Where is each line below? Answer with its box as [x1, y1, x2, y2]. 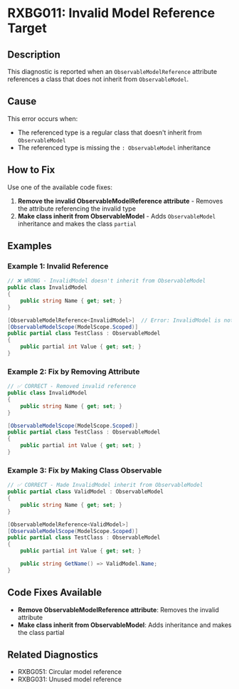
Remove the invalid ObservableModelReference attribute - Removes [17, 196, 223, 205]
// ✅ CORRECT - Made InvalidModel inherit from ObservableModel [7, 482, 203, 489]
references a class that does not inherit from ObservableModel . [7, 75, 189, 83]
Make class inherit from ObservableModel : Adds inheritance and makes [17, 621, 232, 629]
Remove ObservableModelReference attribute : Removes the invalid [17, 605, 219, 614]
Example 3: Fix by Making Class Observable [7, 465, 162, 475]
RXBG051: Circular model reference [17, 668, 122, 676]
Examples [7, 240, 52, 252]
